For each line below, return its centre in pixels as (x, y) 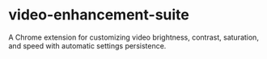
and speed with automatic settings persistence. (87, 45)
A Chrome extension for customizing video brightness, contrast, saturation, (133, 37)
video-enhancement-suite (99, 15)
